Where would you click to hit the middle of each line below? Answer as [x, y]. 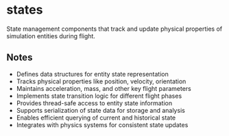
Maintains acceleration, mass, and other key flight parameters [104, 88]
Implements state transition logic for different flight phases [99, 96]
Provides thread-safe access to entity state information [94, 103]
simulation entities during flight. [51, 36]
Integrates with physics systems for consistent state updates [102, 124]
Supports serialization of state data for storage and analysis [101, 110]
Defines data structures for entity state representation [93, 74]
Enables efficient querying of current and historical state [96, 118]
